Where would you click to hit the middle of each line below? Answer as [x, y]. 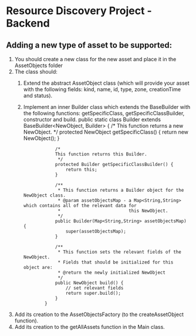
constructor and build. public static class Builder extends [92, 119]
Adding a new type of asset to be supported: [89, 45]
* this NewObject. [113, 211]
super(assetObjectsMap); [96, 231]
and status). [38, 96]
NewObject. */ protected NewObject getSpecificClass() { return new [106, 132]
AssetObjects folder [39, 65]
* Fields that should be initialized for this [116, 262]
